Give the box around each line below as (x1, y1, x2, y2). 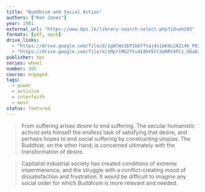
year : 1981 (6, 20, 34, 26)
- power (12, 83, 32, 89)
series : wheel (6, 60, 43, 66)
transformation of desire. (21, 148, 84, 155)
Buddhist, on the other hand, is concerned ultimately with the (21, 141, 175, 149)
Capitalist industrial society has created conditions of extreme (21, 160, 178, 167)
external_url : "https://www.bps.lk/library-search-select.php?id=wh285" (6, 26, 195, 32)
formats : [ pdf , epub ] (6, 32, 62, 38)
